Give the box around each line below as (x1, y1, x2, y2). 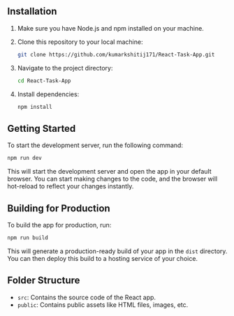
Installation (7, 6, 57, 17)
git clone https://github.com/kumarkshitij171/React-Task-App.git (17, 51, 215, 58)
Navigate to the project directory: (17, 63, 113, 72)
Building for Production (7, 202, 110, 214)
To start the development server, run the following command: (7, 141, 184, 149)
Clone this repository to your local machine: (17, 38, 143, 46)
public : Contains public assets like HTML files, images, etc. (17, 300, 189, 309)
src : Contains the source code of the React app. (17, 293, 156, 301)
